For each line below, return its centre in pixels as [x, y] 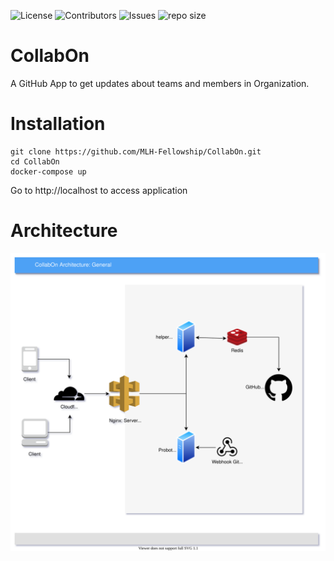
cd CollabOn [35, 161]
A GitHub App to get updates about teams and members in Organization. [160, 83]
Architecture [64, 231]
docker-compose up [48, 171]
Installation [58, 124]
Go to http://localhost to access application [99, 190]
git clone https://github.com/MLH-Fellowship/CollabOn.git [136, 151]
